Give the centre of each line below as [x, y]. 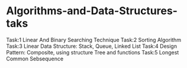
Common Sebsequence [35, 59]
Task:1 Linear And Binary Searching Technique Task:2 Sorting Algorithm [94, 40]
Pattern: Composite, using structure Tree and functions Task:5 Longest [93, 52]
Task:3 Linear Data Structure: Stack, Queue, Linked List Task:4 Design [92, 46]
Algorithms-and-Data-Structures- [92, 11]
